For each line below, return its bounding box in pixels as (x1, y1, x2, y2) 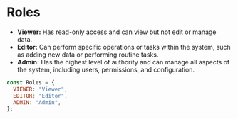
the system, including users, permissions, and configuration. (16, 65, 195, 74)
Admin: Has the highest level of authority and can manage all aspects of (16, 57, 230, 66)
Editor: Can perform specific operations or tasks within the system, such (16, 42, 231, 51)
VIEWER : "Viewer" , (13, 86, 68, 93)
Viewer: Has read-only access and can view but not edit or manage (16, 28, 217, 36)
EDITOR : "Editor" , (13, 92, 68, 99)
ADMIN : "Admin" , (13, 98, 61, 106)
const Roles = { (6, 79, 55, 86)
